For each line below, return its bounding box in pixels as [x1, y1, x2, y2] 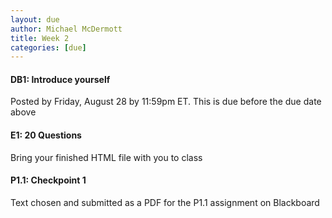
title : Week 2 [10, 33, 70, 43]
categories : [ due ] [10, 42, 87, 53]
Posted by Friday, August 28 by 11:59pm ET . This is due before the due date [10, 96, 322, 108]
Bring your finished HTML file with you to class [10, 151, 203, 163]
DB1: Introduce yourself [10, 73, 111, 85]
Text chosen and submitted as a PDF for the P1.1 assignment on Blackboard [10, 196, 320, 208]
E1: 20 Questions [10, 129, 82, 141]
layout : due [10, 14, 60, 25]
